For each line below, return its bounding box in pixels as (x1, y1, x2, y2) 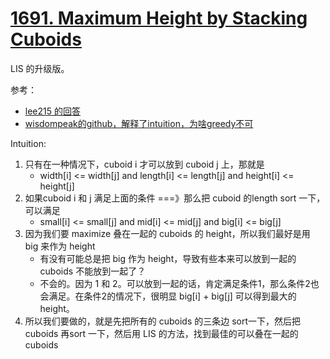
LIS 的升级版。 (10, 62, 70, 74)
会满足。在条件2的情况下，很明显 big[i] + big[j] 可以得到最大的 (39, 290, 297, 302)
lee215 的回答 (24, 105, 81, 117)
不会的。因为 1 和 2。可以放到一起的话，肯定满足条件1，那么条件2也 (39, 277, 320, 289)
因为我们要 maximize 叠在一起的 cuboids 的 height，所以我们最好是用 (24, 227, 311, 239)
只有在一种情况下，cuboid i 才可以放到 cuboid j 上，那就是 (24, 158, 265, 170)
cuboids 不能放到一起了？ (39, 265, 147, 277)
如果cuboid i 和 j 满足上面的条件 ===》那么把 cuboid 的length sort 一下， (24, 192, 326, 204)
